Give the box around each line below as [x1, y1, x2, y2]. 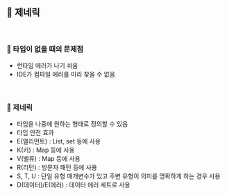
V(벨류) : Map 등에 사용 [16, 155, 81, 163]
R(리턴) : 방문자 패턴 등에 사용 [16, 163, 98, 172]
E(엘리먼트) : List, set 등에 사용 [16, 137, 101, 146]
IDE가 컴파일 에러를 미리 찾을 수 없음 [16, 70, 116, 79]
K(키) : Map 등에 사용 [16, 146, 75, 155]
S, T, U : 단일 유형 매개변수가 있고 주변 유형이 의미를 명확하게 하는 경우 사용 [16, 172, 221, 180]
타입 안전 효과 [16, 128, 54, 137]
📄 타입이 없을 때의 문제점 [6, 44, 84, 54]
